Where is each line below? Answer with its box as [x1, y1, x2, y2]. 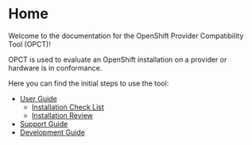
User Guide [19, 93, 57, 103]
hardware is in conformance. [8, 63, 103, 72]
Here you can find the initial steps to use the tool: [8, 78, 169, 88]
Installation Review [31, 110, 94, 120]
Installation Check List [31, 102, 105, 112]
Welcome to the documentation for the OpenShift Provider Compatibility [8, 31, 244, 40]
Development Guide [19, 128, 85, 137]
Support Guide [19, 119, 68, 128]
